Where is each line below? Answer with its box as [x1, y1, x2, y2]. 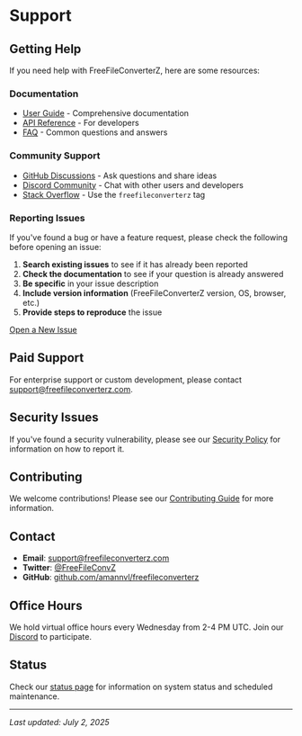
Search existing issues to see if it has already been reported [22, 258, 249, 270]
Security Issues [9, 410, 99, 426]
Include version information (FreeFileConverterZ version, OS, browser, [22, 287, 287, 298]
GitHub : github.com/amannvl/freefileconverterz [22, 572, 200, 583]
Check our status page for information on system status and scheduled [9, 681, 273, 692]
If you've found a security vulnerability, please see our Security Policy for [9, 434, 281, 444]
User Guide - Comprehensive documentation [22, 108, 190, 119]
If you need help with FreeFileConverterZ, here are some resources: [9, 65, 261, 76]
